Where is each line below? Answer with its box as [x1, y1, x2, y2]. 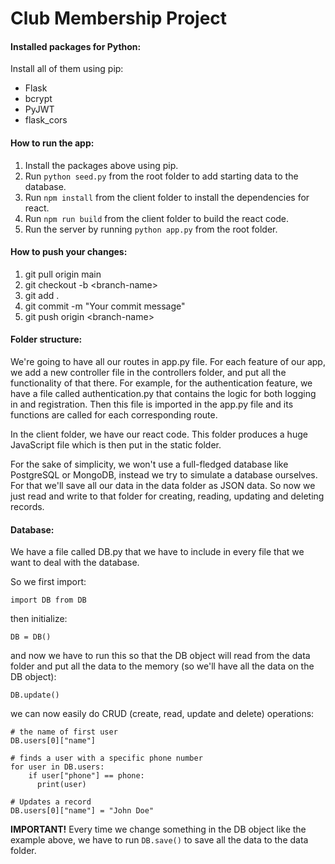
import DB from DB [10, 595, 87, 606]
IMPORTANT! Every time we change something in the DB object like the [10, 823, 307, 836]
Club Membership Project [10, 7, 228, 30]
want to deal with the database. [10, 557, 140, 569]
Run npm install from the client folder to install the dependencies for [24, 191, 310, 203]
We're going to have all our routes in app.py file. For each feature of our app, [10, 356, 326, 367]
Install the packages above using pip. [24, 159, 179, 171]
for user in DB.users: [10, 762, 105, 772]
